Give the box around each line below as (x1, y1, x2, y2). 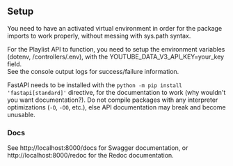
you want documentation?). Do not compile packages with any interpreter (7, 96, 218, 104)
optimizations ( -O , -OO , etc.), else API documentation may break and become (7, 103, 226, 111)
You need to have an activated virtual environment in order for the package (7, 24, 223, 32)
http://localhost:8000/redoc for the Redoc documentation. (7, 151, 174, 160)
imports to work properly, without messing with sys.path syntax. (7, 31, 191, 40)
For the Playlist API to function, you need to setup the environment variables (7, 45, 225, 53)
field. (7, 59, 22, 68)
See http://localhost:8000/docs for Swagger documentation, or (7, 144, 188, 152)
